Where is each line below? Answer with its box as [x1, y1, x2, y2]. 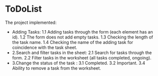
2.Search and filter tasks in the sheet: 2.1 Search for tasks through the [12, 50, 152, 56]
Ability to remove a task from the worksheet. [12, 65, 101, 71]
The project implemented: [5, 19, 57, 25]
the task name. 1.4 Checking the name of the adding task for [12, 39, 134, 45]
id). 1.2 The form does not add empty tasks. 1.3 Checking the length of [12, 34, 153, 40]
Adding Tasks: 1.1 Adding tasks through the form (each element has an [12, 29, 153, 35]
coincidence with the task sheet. [12, 44, 78, 50]
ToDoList [5, 3, 42, 15]
